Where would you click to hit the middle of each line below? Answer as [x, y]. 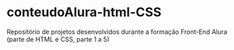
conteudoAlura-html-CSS [84, 12]
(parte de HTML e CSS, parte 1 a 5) [58, 39]
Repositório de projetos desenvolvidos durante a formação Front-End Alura [117, 32]
